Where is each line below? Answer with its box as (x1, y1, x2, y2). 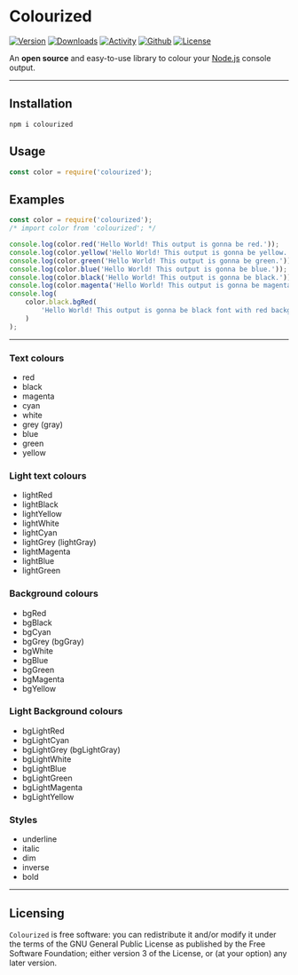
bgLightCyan (21, 734, 69, 745)
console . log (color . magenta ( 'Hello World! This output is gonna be (9, 281, 260, 290)
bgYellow (21, 683, 56, 694)
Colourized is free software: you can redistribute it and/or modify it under (9, 929, 277, 939)
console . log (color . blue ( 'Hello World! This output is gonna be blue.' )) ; (9, 265, 288, 273)
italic (21, 844, 40, 854)
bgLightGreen (21, 773, 73, 783)
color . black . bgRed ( (25, 297, 98, 307)
